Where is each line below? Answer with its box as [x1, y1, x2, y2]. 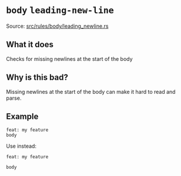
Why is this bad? [6, 73, 69, 83]
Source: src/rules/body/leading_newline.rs [6, 22, 109, 30]
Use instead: [6, 142, 37, 150]
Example [6, 111, 39, 121]
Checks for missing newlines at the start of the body [6, 55, 133, 62]
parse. [6, 94, 22, 102]
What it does [6, 40, 54, 50]
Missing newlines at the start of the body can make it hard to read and [6, 88, 176, 95]
